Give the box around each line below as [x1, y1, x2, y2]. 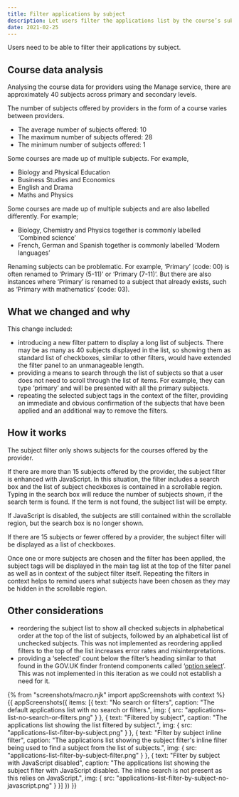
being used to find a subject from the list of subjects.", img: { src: [7, 743, 197, 751]
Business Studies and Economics [17, 176, 115, 184]
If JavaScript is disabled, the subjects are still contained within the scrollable [7, 511, 231, 519]
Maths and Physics [17, 191, 74, 199]
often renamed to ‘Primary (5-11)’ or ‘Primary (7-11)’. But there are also [7, 270, 212, 278]
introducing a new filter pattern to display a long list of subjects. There [17, 339, 224, 347]
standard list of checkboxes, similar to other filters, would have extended [17, 354, 231, 361]
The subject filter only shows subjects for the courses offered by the [7, 445, 208, 454]
